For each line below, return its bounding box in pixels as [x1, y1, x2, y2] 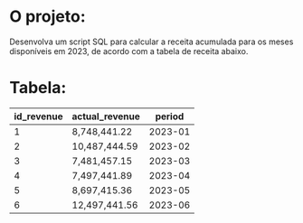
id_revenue [14, 110, 63, 123]
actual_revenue [71, 110, 140, 123]
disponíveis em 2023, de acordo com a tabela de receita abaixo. [9, 45, 249, 56]
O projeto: [9, 6, 86, 27]
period [155, 110, 185, 123]
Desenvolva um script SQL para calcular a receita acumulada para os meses [9, 36, 294, 47]
